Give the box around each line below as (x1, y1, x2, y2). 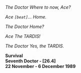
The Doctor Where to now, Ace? (5, 4, 71, 10)
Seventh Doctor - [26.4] (5, 58, 56, 64)
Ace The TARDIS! (5, 33, 41, 39)
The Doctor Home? (5, 23, 44, 29)
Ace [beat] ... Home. (5, 14, 46, 19)
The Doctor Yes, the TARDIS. (5, 43, 64, 49)
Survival (5, 52, 23, 58)
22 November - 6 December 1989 (5, 63, 76, 69)
